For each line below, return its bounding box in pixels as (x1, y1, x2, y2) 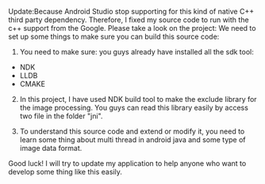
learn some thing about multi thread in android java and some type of (19, 135, 246, 145)
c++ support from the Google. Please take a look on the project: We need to (8, 24, 256, 32)
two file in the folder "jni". (19, 111, 103, 121)
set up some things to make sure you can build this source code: (8, 32, 220, 41)
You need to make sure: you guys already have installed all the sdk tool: (19, 47, 254, 56)
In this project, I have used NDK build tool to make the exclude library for (19, 95, 257, 103)
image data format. (19, 144, 83, 152)
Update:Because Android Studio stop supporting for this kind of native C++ (8, 7, 255, 16)
